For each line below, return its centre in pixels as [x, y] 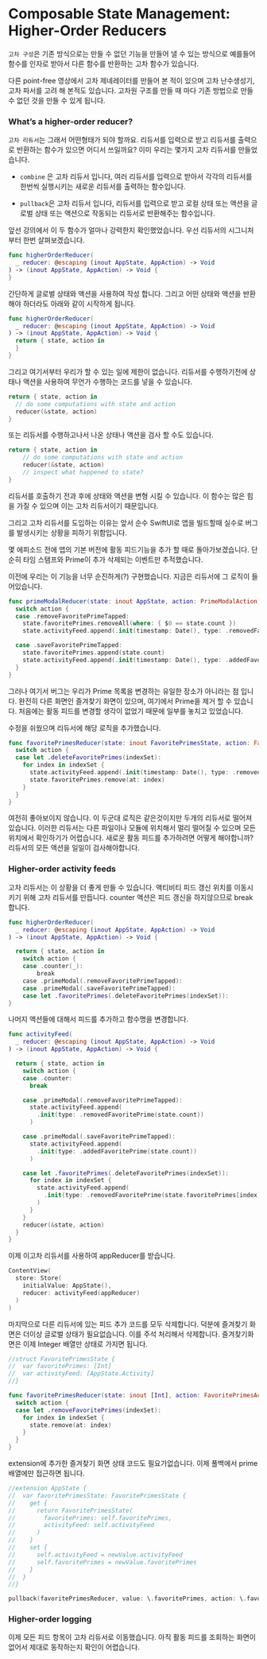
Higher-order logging [50, 1619]
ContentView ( [30, 1271]
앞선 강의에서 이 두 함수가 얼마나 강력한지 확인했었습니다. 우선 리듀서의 [117, 231]
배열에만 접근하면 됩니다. [46, 1473]
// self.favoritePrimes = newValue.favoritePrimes [103, 1562]
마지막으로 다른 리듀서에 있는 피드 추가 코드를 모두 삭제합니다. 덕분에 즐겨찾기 [128, 1324]
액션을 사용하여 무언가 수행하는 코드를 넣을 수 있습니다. [108, 382]
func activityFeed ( [41, 1034]
